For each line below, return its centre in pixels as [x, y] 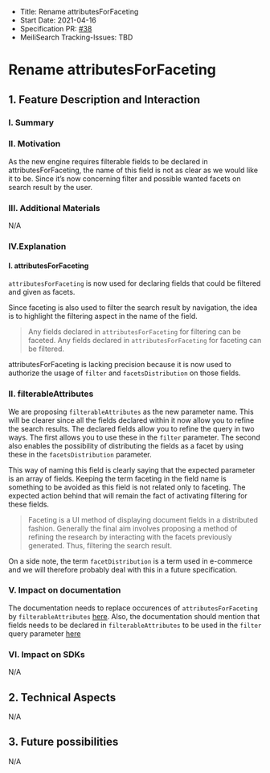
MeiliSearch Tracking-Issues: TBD [76, 37]
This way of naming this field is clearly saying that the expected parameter [132, 469]
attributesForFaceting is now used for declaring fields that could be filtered [135, 283]
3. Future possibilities [63, 742]
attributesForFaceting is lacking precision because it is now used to [120, 365]
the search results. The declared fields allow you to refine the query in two [131, 428]
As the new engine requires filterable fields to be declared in [108, 161]
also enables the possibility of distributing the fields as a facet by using [126, 445]
